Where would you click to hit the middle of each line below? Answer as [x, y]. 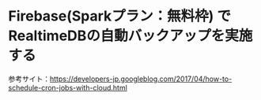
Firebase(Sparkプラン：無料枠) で [120, 16]
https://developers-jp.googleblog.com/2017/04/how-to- [141, 79]
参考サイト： [29, 79]
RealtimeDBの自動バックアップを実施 [130, 36]
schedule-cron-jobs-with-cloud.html [68, 87]
